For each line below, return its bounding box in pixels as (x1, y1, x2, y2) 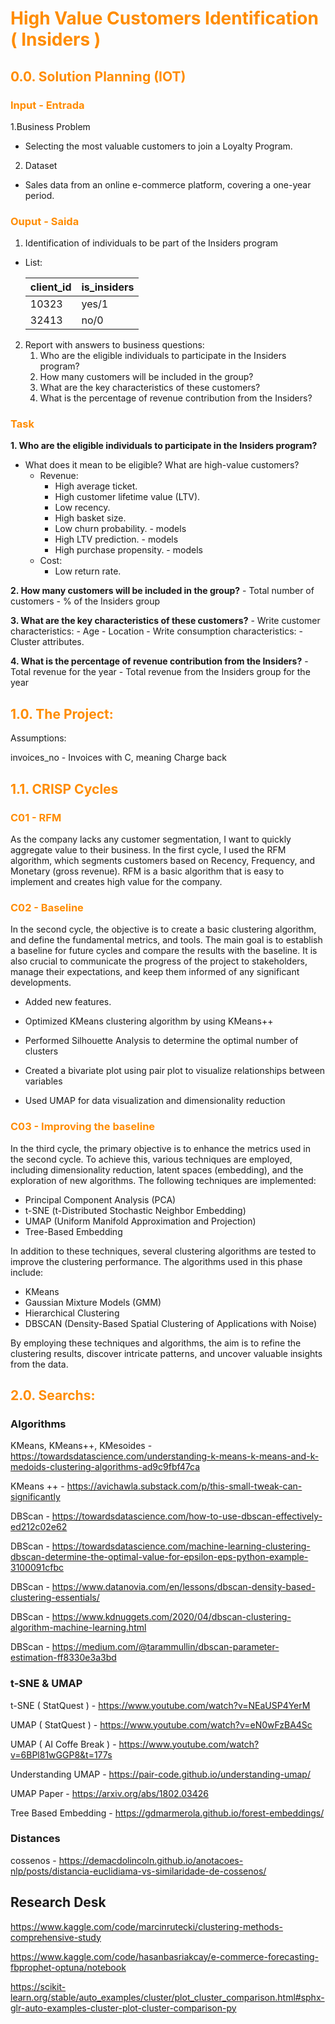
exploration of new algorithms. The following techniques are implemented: (10, 1174, 317, 1186)
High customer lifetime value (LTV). (54, 491, 201, 503)
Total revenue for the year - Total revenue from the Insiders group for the (10, 666, 311, 678)
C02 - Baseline (10, 900, 84, 914)
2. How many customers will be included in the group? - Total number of (10, 585, 315, 597)
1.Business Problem (10, 120, 91, 132)
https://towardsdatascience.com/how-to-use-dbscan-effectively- (51, 1510, 323, 1522)
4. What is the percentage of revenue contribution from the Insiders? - (10, 655, 309, 667)
